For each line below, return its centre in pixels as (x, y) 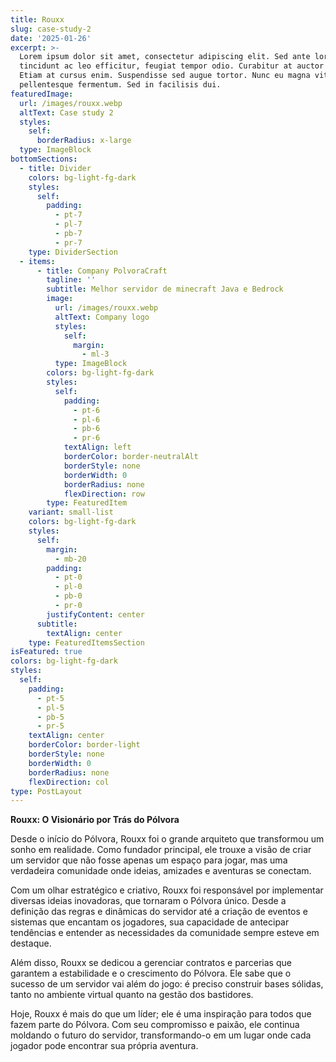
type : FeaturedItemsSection (86, 642)
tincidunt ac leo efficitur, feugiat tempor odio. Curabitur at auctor (172, 66)
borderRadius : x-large (84, 141)
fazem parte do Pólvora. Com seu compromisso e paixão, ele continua (155, 1025)
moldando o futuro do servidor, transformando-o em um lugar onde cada (161, 1035)
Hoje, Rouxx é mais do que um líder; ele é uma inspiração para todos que (161, 1014)
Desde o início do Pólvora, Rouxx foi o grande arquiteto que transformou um (167, 839)
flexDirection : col (69, 782)
